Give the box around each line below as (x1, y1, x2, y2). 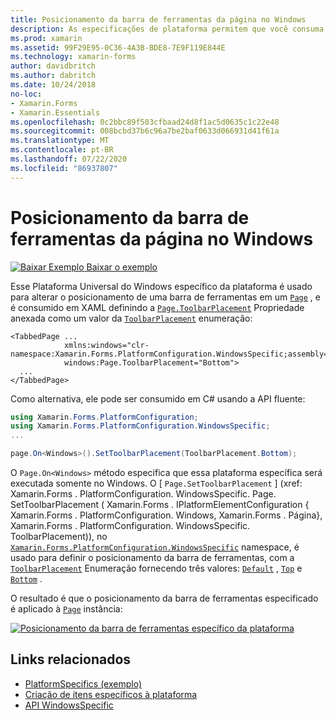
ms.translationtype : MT (10, 136, 110, 146)
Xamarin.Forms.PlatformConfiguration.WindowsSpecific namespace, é (10, 541, 300, 553)
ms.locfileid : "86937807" (10, 163, 118, 173)
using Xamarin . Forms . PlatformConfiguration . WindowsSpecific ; (10, 421, 271, 431)
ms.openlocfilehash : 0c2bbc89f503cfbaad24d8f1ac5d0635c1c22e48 (10, 117, 280, 127)
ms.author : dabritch (10, 71, 97, 81)
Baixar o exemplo (86, 261, 158, 273)
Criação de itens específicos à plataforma (24, 688, 198, 700)
